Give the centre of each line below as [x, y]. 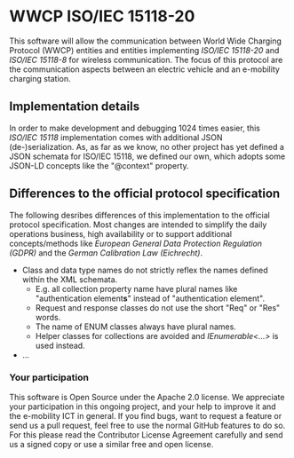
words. [48, 317]
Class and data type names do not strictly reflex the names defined [145, 270]
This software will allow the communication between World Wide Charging [146, 41]
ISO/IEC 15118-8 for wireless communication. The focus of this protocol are [146, 59]
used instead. [60, 345]
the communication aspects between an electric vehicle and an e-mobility [144, 69]
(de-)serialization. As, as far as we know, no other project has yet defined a [147, 146]
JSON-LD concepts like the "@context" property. [99, 165]
